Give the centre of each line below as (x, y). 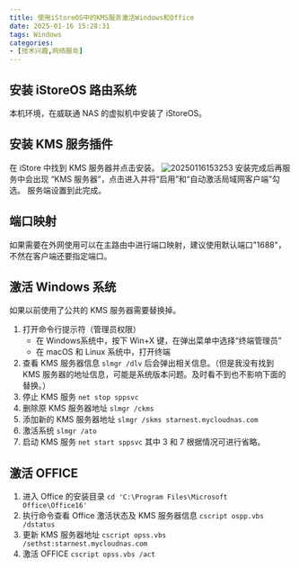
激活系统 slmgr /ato (59, 431)
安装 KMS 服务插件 (62, 144)
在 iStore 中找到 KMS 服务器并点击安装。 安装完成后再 (146, 167)
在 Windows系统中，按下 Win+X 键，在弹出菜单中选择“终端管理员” (158, 341)
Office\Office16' (55, 506)
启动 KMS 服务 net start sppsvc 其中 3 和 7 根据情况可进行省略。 (144, 442)
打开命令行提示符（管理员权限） (81, 329)
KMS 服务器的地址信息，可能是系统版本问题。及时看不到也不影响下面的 (154, 374)
